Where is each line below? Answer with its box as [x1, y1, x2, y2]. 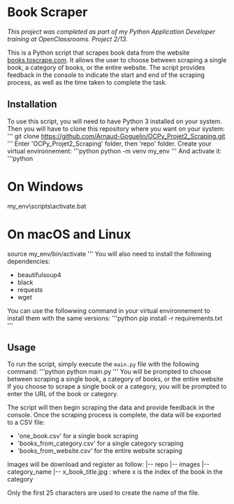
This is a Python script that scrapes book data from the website [7, 48, 190, 57]
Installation [7, 99, 57, 111]
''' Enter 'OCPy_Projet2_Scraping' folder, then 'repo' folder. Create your [7, 139, 212, 148]
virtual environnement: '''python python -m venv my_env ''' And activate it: [7, 146, 222, 155]
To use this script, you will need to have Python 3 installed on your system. [7, 117, 222, 125]
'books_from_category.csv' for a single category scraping [17, 439, 184, 448]
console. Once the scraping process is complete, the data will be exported [7, 411, 221, 419]
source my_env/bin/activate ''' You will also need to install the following [7, 249, 212, 258]
